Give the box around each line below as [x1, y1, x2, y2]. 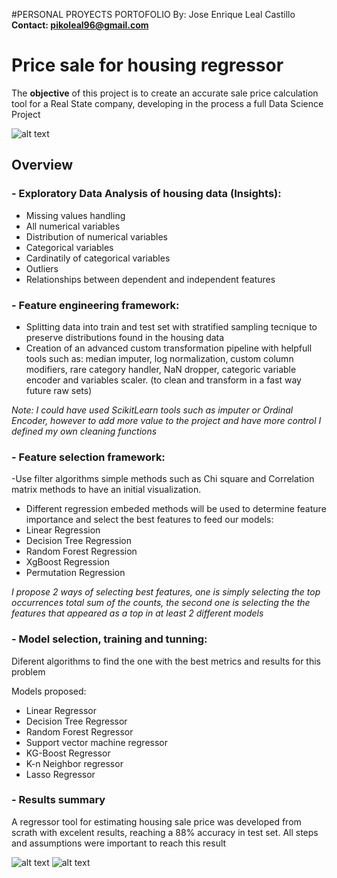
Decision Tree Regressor [25, 715, 128, 727]
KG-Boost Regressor [25, 747, 111, 759]
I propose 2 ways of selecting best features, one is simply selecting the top [11, 586, 321, 598]
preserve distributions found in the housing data [25, 331, 225, 343]
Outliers [25, 262, 59, 274]
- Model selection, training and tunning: [11, 632, 208, 646]
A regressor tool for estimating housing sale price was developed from [11, 815, 302, 828]
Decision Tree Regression [25, 535, 132, 547]
